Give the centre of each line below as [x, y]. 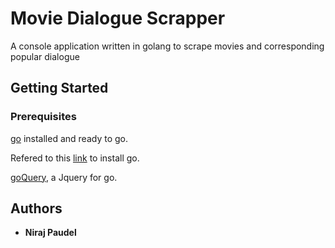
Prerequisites [43, 117]
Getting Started [59, 88]
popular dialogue [45, 56]
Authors [36, 208]
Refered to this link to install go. [75, 158]
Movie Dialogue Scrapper [118, 18]
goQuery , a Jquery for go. [64, 177]
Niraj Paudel [50, 233]
